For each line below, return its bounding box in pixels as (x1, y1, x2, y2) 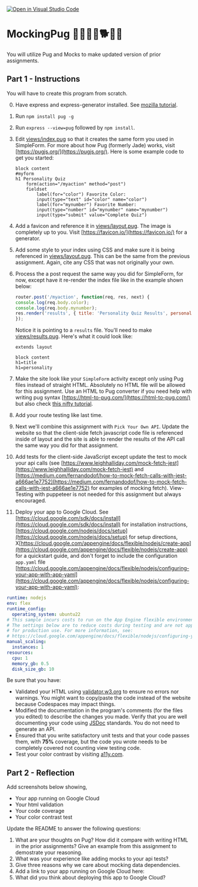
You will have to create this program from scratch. (6, 90, 128, 97)
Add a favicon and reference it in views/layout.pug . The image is (15, 222, 172, 229)
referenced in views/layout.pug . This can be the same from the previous (15, 252, 190, 259)
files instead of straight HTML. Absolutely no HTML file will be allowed (15, 382, 186, 389)
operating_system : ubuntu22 (12, 611, 81, 617)
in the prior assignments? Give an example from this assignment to (15, 843, 177, 850)
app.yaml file (15, 558, 46, 565)
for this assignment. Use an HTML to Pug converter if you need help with (15, 388, 192, 395)
